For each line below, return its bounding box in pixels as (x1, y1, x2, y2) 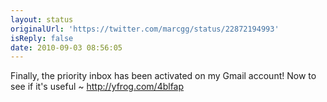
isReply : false (10, 33, 74, 43)
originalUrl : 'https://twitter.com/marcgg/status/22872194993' (10, 24, 280, 34)
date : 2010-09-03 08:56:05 (10, 42, 123, 53)
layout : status (10, 14, 74, 25)
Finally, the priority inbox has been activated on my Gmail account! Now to (10, 70, 317, 82)
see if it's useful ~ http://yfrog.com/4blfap (10, 81, 185, 93)
